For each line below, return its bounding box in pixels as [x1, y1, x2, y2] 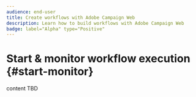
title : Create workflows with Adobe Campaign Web [6, 15, 136, 21]
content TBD [6, 85, 38, 92]
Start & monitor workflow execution [6, 52, 191, 65]
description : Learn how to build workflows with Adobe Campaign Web [6, 20, 184, 26]
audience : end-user [6, 8, 56, 15]
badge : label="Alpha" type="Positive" [6, 25, 105, 32]
